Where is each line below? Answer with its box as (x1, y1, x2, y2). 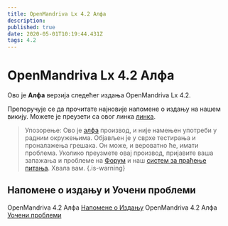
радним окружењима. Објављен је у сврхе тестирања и (24, 134, 196, 142)
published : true (7, 23, 55, 31)
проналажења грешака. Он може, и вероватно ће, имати (24, 141, 199, 150)
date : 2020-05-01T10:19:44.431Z (7, 30, 103, 38)
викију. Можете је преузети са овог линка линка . (7, 112, 156, 121)
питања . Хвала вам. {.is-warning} (24, 164, 126, 173)
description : (7, 17, 46, 24)
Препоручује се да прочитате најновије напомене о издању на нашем (7, 104, 222, 114)
